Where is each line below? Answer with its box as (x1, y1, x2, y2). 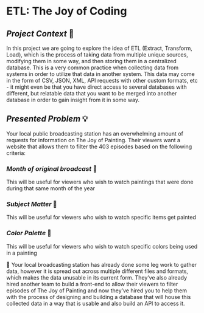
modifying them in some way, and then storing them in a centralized (6, 58, 177, 64)
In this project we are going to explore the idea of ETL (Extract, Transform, (6, 44, 193, 52)
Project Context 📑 (6, 29, 74, 39)
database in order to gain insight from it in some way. (6, 96, 140, 103)
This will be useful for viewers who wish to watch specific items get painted (6, 214, 196, 221)
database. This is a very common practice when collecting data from (6, 64, 178, 71)
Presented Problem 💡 (6, 114, 88, 124)
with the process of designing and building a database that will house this (6, 293, 191, 300)
